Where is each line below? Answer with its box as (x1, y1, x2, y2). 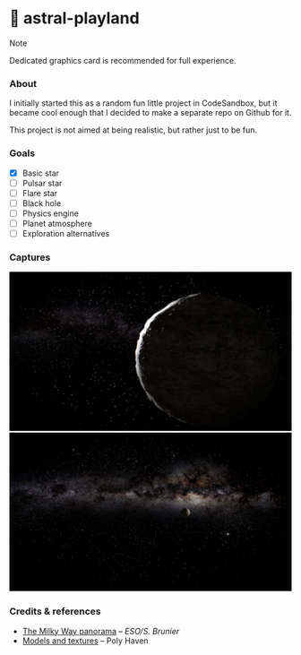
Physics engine (21, 208, 79, 219)
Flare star (21, 187, 58, 198)
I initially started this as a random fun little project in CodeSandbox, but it (9, 98, 278, 108)
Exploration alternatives (21, 228, 110, 238)
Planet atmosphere (21, 218, 92, 228)
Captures (9, 251, 51, 263)
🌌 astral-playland (9, 8, 141, 29)
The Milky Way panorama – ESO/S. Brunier (21, 625, 180, 636)
